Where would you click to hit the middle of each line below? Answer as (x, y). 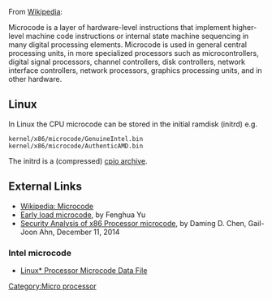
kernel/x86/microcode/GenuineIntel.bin (76, 139)
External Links (45, 187)
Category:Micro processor (53, 286)
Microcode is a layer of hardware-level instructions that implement (120, 27)
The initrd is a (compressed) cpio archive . (78, 160)
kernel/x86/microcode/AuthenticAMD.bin (76, 146)
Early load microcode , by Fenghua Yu (83, 215)
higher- (245, 27)
